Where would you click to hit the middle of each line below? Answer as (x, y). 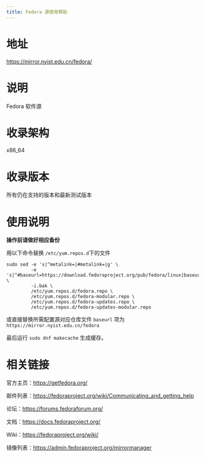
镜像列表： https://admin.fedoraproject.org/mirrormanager (79, 448)
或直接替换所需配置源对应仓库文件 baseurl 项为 (66, 320)
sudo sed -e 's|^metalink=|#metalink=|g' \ (63, 265)
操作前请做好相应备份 (33, 240)
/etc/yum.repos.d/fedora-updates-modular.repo (91, 307)
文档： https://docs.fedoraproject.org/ (53, 422)
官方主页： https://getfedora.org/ (47, 383)
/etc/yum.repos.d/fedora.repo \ (72, 291)
